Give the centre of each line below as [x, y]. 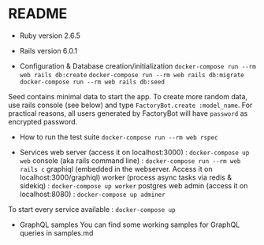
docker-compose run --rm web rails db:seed [92, 82]
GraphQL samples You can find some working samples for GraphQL [130, 225]
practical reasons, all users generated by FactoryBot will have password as [128, 113]
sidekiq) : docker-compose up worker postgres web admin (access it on [134, 185]
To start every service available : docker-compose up [92, 209]
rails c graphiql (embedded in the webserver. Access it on [116, 169]
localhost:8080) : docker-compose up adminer [92, 194]
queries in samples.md [56, 232]
